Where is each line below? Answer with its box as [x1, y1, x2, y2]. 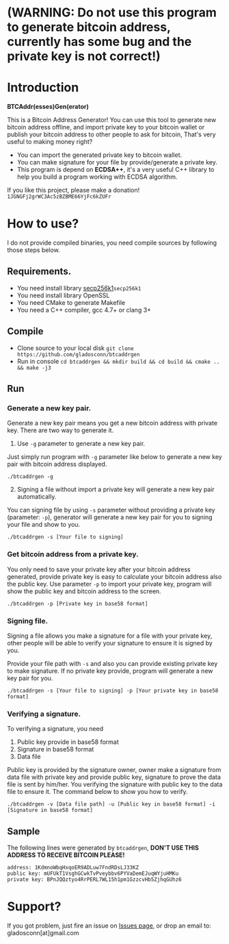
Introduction [7, 80, 79, 95]
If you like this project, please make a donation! [7, 186, 140, 195]
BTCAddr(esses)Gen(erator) [7, 103, 89, 111]
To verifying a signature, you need [7, 725, 104, 733]
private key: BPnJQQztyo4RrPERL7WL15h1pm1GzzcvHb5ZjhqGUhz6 [7, 876, 183, 883]
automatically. [16, 493, 57, 501]
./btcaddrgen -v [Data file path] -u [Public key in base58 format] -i [7, 801, 215, 808]
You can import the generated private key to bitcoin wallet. [16, 151, 183, 159]
